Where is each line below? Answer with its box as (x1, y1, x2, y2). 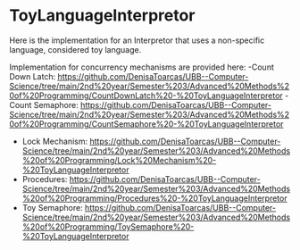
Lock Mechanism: (21, 136, 88, 146)
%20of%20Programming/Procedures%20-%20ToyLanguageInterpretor (21, 193, 287, 204)
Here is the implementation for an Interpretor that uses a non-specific (9, 35, 265, 46)
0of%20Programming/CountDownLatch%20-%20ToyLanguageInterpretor (9, 90, 283, 101)
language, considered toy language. (9, 44, 142, 54)
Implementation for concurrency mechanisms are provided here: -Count (9, 62, 274, 72)
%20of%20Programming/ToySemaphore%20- (21, 221, 195, 232)
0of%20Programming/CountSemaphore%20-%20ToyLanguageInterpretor (9, 118, 284, 129)
